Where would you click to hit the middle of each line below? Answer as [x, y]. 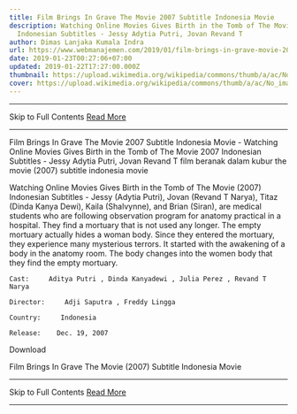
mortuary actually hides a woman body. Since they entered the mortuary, [142, 234]
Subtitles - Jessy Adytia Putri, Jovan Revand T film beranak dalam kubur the [148, 161]
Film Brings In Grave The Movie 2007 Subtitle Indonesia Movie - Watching [144, 142]
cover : [21, 83]
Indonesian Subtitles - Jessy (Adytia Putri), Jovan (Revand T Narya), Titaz [144, 196]
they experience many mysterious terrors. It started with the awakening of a [147, 243]
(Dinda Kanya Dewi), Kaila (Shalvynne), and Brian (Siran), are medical [136, 206]
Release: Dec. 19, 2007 [59, 333]
